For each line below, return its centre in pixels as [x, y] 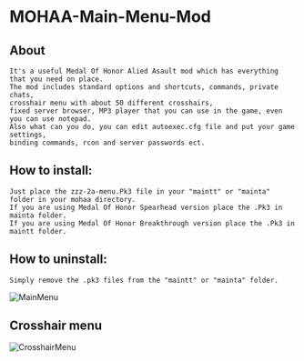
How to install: [51, 170]
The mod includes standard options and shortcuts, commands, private [144, 87]
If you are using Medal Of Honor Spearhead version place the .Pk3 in [146, 207]
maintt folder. [38, 231]
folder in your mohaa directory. [73, 199]
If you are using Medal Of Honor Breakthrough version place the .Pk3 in [152, 223]
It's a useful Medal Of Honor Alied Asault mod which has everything [144, 71]
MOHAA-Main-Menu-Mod [111, 17]
